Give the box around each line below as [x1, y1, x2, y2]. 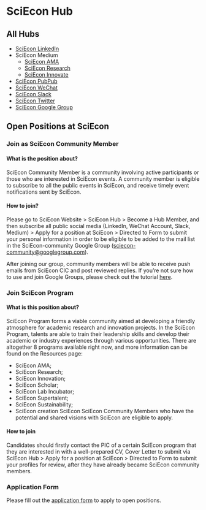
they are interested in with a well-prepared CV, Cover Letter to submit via [6, 448, 191, 455]
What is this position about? [6, 303, 80, 311]
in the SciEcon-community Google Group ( [6, 242, 114, 249]
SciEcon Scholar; [15, 381, 59, 389]
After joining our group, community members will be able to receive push [6, 260, 191, 267]
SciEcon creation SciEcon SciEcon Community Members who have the [15, 407, 194, 414]
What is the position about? [6, 154, 78, 162]
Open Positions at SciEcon [6, 121, 109, 132]
